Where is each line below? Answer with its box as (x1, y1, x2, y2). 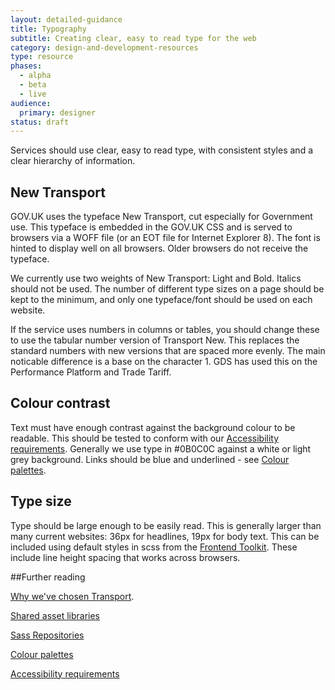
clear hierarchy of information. (10, 155, 136, 167)
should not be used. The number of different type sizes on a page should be (10, 283, 325, 295)
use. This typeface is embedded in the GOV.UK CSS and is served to (10, 221, 293, 233)
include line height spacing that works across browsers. (10, 551, 241, 563)
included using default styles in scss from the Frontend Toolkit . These (10, 541, 298, 553)
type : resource (10, 52, 74, 62)
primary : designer (19, 107, 97, 118)
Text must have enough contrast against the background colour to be (10, 421, 296, 433)
